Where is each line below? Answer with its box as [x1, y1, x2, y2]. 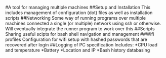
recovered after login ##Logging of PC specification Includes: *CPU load [5, 42, 158, 47]
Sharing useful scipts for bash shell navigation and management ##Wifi [5, 31, 154, 37]
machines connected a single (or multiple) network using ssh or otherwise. [5, 20, 161, 26]
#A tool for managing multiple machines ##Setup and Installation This [5, 5, 151, 10]
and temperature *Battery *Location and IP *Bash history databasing [5, 47, 150, 53]
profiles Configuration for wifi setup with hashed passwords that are [5, 36, 148, 42]
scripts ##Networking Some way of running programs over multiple [5, 15, 146, 21]
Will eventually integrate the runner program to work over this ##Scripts [5, 26, 155, 32]
